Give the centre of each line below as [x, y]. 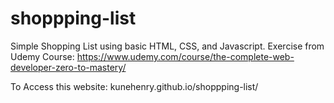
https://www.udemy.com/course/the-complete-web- [185, 56]
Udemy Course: [42, 56]
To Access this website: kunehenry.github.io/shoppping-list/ [134, 86]
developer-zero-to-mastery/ [68, 67]
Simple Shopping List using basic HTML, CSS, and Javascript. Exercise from [167, 46]
